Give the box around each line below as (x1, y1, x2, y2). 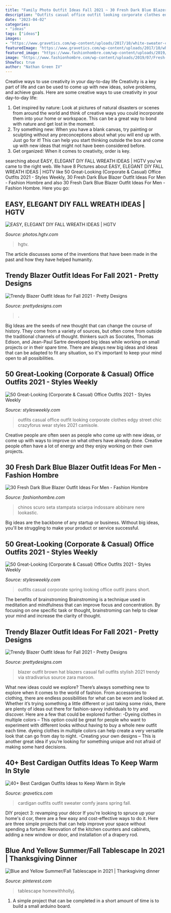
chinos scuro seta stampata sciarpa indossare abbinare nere (17, 504, 145, 511)
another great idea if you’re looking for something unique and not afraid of (5, 738, 161, 744)
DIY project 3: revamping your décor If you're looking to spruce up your (5, 810, 155, 816)
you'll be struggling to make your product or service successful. (5, 525, 139, 531)
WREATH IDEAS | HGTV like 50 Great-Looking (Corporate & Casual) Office (5, 169, 161, 175)
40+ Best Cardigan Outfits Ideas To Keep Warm (5, 759, 159, 767)
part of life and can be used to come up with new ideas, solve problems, (5, 84, 157, 90)
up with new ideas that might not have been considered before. (12, 142, 146, 149)
